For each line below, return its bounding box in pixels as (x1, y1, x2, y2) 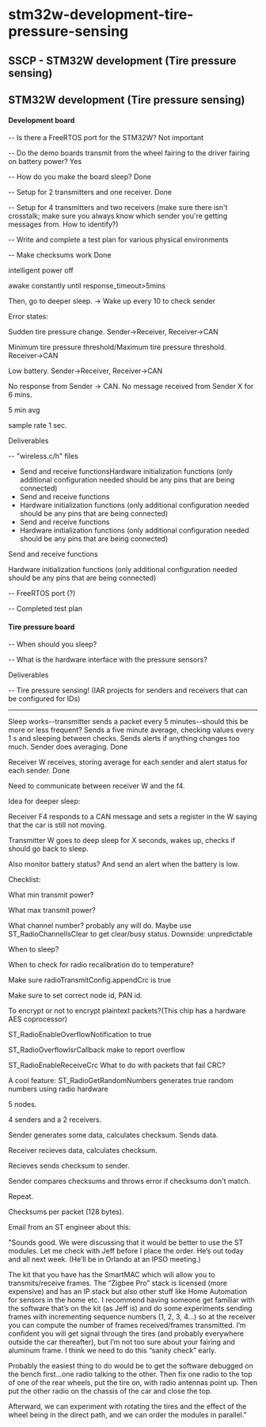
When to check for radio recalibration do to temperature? (8, 960, 194, 970)
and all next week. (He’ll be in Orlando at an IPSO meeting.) (8, 1254, 201, 1265)
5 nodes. (8, 1100, 37, 1109)
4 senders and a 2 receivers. (8, 1115, 102, 1124)
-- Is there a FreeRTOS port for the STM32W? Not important (8, 133, 204, 143)
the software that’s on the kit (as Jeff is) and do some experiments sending (8, 1303, 253, 1313)
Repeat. (8, 1192, 34, 1201)
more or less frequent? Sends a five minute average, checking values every (8, 725, 255, 734)
